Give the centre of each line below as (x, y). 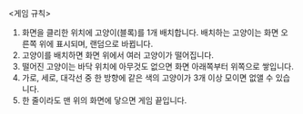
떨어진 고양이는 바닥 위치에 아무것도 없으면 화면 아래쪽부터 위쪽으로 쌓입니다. (158, 66)
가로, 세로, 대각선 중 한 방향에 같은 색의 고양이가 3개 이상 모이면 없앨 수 (147, 78)
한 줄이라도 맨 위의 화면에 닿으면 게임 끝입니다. (104, 100)
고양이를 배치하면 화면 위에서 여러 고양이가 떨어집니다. (118, 55)
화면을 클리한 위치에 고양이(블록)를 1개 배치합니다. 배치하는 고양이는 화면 (150, 33)
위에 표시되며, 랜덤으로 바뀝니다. (96, 44)
